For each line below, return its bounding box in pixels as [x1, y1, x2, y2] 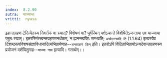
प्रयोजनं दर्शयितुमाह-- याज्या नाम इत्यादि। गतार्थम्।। [5, 47, 85, 53]
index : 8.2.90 [5, 7, 37, 12]
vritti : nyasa [5, 16, 37, 21]
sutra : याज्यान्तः [5, 12, 35, 17]
